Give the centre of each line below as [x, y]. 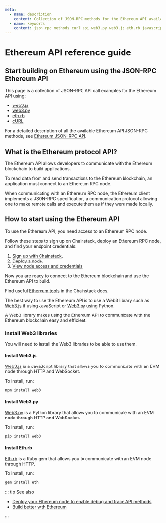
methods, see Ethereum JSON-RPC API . [46, 136]
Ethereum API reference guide [68, 53]
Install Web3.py [22, 401]
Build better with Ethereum [39, 507]
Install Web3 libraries [31, 333]
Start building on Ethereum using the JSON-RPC [81, 71]
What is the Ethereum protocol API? [61, 152]
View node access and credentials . [48, 266]
